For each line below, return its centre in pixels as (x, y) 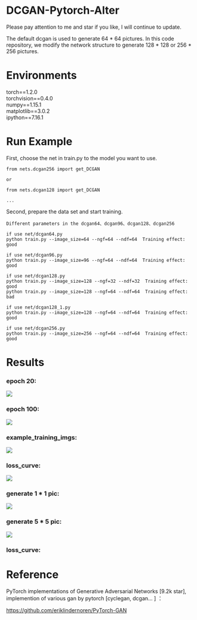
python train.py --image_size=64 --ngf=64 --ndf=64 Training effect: (96, 239)
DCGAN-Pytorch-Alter (63, 10)
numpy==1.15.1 (24, 105)
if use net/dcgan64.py (34, 234)
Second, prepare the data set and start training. (64, 211)
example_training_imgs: (42, 437)
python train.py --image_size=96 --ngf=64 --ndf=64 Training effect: (96, 260)
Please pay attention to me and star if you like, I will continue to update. (94, 27)
